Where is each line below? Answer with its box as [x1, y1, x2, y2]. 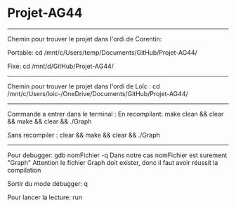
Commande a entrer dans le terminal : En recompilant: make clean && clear [7, 109, 224, 118]
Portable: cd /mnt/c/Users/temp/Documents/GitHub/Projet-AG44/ [7, 48, 198, 57]
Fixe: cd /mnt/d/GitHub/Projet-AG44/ [7, 62, 114, 70]
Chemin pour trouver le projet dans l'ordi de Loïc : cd [7, 82, 160, 91]
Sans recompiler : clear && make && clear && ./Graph [7, 131, 160, 139]
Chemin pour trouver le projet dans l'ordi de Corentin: [7, 34, 162, 43]
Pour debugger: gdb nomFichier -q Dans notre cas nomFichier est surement [7, 151, 228, 159]
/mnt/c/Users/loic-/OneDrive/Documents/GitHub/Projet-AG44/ [7, 89, 188, 98]
